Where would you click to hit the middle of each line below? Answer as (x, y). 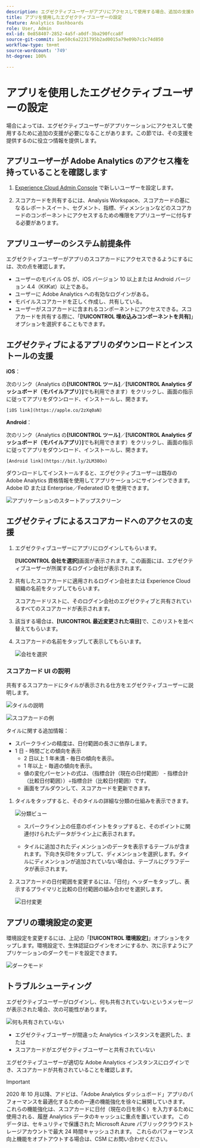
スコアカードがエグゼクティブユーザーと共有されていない (85, 1049)
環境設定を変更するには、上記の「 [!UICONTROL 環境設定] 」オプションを (96, 938)
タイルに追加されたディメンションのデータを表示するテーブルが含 (104, 847)
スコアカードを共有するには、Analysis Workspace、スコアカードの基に (102, 200)
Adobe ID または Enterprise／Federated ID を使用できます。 (79, 488)
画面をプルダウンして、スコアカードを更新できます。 (88, 788)
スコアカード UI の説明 (38, 671)
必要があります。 (41, 223)
